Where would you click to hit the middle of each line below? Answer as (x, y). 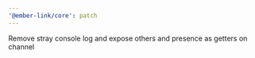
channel (21, 46)
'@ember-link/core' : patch (53, 15)
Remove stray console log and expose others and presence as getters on (128, 38)
